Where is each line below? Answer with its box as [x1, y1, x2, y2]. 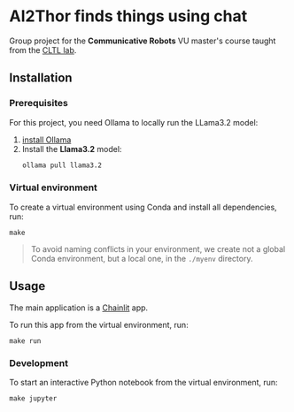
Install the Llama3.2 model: [21, 143, 122, 154]
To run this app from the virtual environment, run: [9, 319, 189, 330]
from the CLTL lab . [9, 44, 77, 55]
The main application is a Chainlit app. [9, 302, 149, 313]
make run [9, 336, 42, 346]
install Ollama [21, 134, 72, 145]
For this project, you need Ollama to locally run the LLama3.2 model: [9, 117, 259, 127]
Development [9, 356, 69, 369]
